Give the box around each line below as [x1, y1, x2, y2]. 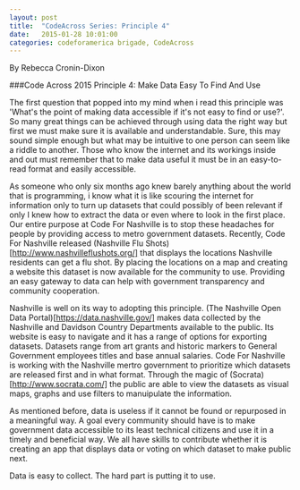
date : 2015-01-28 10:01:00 [9, 30, 118, 38]
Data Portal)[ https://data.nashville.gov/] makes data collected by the [9, 312, 261, 323]
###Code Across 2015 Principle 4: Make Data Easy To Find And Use [9, 80, 261, 90]
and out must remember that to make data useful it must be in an [9, 154, 248, 165]
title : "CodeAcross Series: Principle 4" [9, 21, 170, 30]
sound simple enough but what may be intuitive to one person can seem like [9, 135, 291, 146]
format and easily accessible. [28, 164, 137, 174]
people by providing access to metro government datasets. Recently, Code [9, 229, 286, 240]
